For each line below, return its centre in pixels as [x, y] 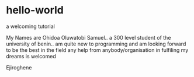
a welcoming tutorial [31, 26]
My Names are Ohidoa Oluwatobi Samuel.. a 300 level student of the [89, 37]
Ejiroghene [19, 67]
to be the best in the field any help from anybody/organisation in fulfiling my [97, 50]
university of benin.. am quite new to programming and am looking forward [96, 44]
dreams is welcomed [31, 56]
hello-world [35, 10]
